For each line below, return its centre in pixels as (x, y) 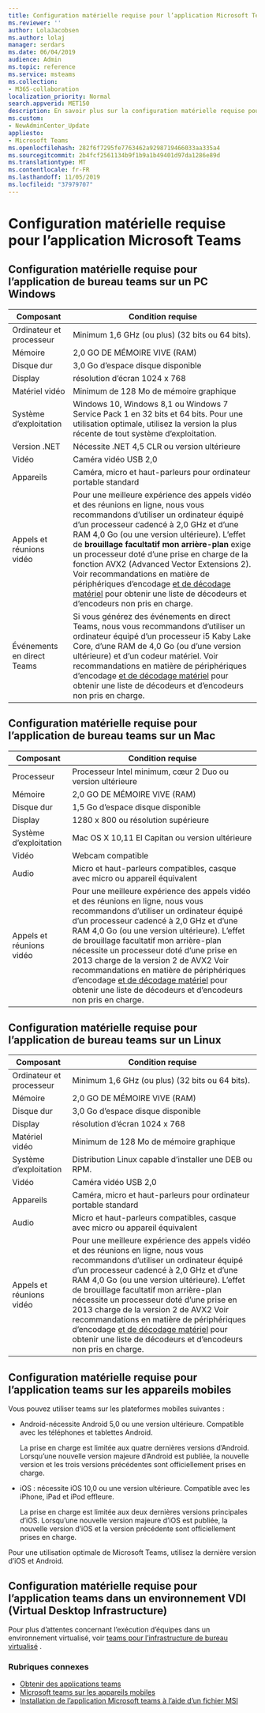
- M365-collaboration (44, 89)
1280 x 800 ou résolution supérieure (141, 820)
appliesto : (26, 133)
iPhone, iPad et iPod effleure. (67, 1497)
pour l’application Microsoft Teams (125, 240)
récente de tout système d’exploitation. (145, 433)
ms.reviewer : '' (35, 23)
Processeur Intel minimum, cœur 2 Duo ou (150, 772)
